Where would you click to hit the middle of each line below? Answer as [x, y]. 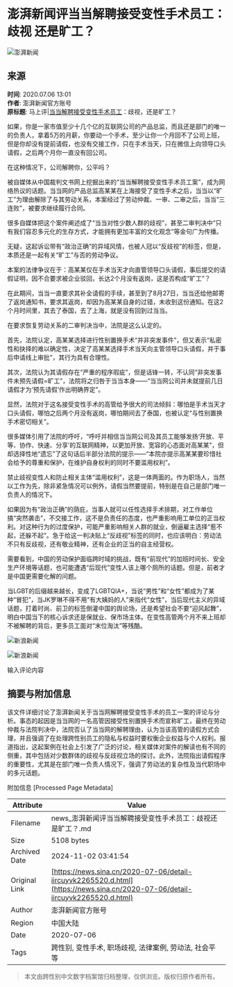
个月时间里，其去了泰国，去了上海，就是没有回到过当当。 [89, 310]
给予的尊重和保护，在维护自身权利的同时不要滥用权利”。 [94, 462]
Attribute [28, 805]
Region [22, 922]
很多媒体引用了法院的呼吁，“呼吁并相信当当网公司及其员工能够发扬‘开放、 [113, 436]
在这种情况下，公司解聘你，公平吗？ [59, 167]
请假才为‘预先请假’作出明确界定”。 [56, 389]
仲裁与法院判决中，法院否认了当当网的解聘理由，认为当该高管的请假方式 [110, 729]
